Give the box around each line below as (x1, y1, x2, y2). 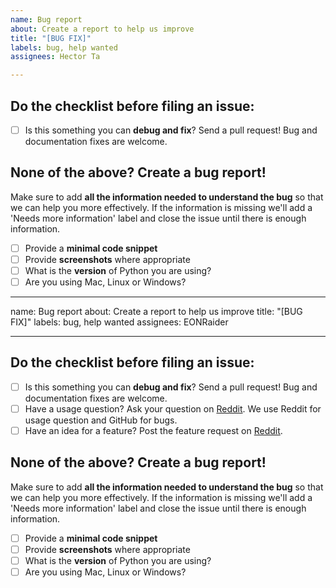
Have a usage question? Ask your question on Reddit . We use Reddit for (24, 402, 322, 415)
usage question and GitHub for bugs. (24, 414, 178, 426)
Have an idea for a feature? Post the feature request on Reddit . (24, 425, 283, 436)
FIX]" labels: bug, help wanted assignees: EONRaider (10, 316, 229, 328)
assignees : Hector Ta (10, 52, 101, 62)
